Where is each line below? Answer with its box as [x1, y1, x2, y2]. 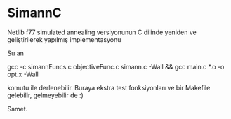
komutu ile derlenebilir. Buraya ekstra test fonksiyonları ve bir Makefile [7, 83, 211, 92]
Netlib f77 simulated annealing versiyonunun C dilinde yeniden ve [7, 28, 197, 36]
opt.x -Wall [7, 70, 39, 78]
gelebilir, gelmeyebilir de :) [7, 91, 84, 99]
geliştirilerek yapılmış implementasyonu [7, 35, 121, 43]
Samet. [7, 104, 28, 113]
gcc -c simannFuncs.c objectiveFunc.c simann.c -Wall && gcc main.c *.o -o [7, 62, 225, 71]
